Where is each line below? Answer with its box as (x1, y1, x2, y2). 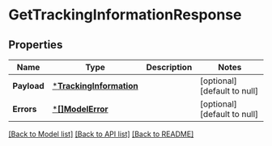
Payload (12, 81, 45, 91)
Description (146, 62, 193, 73)
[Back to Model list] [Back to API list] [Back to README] (8, 129, 194, 139)
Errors (12, 103, 37, 115)
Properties (8, 38, 63, 52)
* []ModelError (52, 103, 108, 115)
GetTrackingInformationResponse (8, 6, 242, 24)
